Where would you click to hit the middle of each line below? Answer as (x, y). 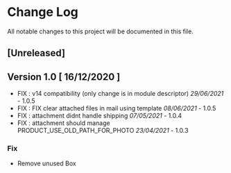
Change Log (43, 12)
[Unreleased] (36, 53)
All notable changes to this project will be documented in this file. (101, 31)
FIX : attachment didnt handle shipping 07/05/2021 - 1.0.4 (100, 116)
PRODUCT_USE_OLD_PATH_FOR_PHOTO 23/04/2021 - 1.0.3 (103, 131)
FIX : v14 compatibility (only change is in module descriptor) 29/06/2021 (120, 94)
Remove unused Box (46, 163)
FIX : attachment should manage (63, 123)
